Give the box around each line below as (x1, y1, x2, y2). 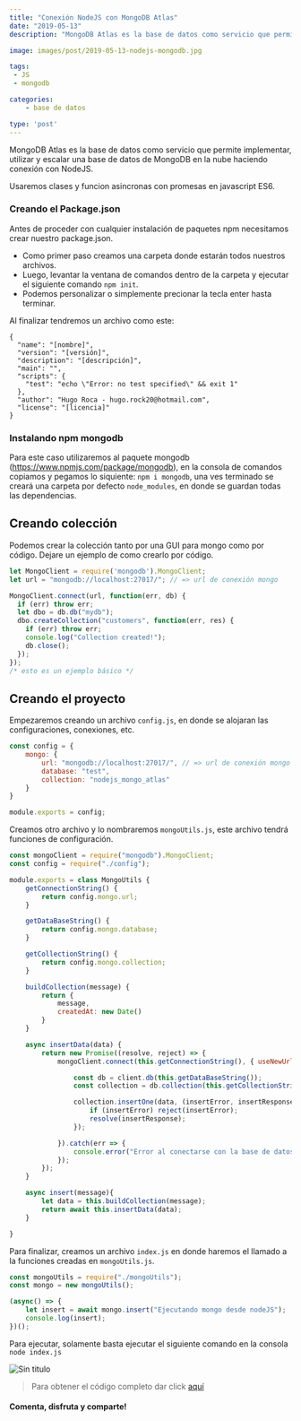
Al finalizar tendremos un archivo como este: (9, 315, 175, 325)
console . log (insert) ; (25, 1314, 106, 1323)
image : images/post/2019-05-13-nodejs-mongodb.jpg (9, 46, 202, 55)
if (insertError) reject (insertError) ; (89, 1106, 239, 1115)
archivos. (21, 259, 56, 270)
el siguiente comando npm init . (21, 279, 139, 290)
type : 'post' (9, 119, 58, 128)
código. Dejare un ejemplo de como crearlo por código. (9, 549, 214, 560)
